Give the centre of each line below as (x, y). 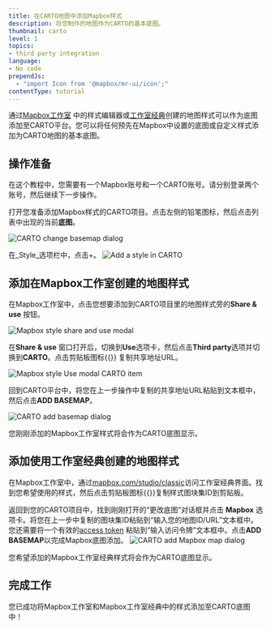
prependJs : (27, 76)
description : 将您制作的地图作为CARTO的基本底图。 (86, 24)
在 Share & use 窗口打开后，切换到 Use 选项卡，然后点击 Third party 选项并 (131, 347)
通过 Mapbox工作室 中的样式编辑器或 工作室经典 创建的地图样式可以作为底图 (133, 115)
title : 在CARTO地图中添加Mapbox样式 (65, 16)
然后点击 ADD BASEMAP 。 (53, 400)
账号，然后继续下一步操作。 (55, 195)
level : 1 (23, 39)
